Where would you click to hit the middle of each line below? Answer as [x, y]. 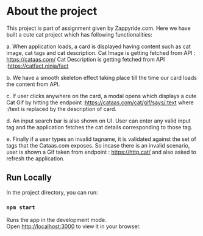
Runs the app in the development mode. [56, 220]
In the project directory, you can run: [52, 192]
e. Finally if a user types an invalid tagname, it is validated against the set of [101, 139]
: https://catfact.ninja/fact [37, 66]
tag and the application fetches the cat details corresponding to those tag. [100, 127]
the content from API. [33, 84]
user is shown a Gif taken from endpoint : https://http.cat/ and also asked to [101, 152]
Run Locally [29, 178]
